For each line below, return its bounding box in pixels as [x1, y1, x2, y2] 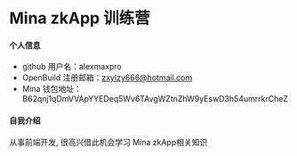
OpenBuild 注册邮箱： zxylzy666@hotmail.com [21, 72, 193, 83]
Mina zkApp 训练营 [9, 8, 151, 29]
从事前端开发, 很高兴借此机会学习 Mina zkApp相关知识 [9, 136, 208, 147]
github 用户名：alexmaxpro [21, 62, 122, 72]
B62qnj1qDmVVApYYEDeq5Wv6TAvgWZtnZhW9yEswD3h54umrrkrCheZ [21, 94, 289, 104]
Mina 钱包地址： [21, 84, 82, 94]
